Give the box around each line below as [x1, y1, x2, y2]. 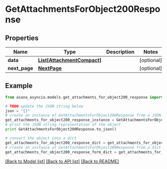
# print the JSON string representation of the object [5, 122, 121, 127]
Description [106, 49, 135, 55]
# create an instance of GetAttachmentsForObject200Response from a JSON [5, 113, 162, 118]
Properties [5, 34, 39, 42]
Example [5, 82, 33, 90]
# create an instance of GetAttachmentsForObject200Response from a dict [5, 145, 162, 150]
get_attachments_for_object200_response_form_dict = [5, 150, 117, 155]
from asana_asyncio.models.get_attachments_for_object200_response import [5, 95, 164, 100]
